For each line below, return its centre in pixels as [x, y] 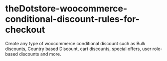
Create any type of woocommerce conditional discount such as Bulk [75, 43]
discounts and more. [40, 54]
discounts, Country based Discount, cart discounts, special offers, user [78, 49]
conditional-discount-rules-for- [73, 19]
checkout [25, 30]
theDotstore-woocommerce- [66, 9]
